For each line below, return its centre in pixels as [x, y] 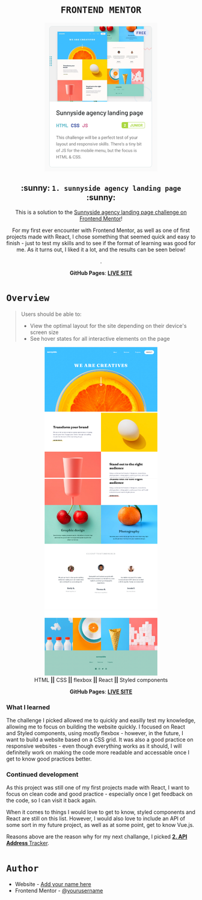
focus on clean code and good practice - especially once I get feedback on [99, 794]
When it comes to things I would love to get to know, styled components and [101, 812]
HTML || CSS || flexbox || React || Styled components [101, 680]
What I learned [28, 707]
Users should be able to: [51, 314]
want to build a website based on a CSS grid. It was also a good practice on [100, 740]
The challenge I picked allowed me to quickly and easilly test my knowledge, [101, 721]
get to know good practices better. [49, 759]
